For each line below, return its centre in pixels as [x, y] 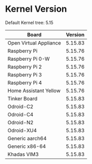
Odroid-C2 [20, 106]
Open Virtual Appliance [34, 43]
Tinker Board [23, 98]
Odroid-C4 [20, 115]
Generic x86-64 [27, 146]
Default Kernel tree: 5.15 [29, 23]
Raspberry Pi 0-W [29, 59]
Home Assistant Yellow [34, 91]
